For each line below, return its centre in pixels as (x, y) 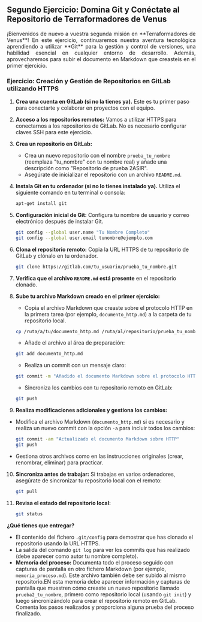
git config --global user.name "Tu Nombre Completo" (83, 232)
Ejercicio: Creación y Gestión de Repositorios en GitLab (89, 81)
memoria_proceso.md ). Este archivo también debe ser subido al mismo (101, 575)
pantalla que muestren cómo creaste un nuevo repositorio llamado (97, 588)
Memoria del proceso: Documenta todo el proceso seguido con (94, 562)
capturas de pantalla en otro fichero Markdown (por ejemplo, (91, 569)
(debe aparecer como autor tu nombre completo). (77, 556)
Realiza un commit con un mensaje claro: (75, 366)
